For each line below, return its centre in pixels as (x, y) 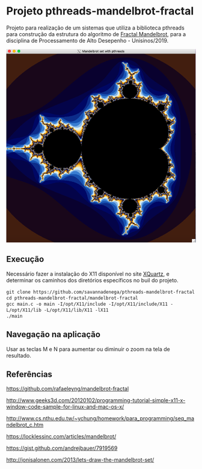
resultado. (19, 355)
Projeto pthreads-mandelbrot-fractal (100, 11)
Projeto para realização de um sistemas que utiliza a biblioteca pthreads (95, 28)
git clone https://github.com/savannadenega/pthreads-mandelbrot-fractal (101, 292)
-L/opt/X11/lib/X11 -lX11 (77, 310)
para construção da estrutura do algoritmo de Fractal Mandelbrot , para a (96, 34)
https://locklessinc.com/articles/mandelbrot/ (61, 436)
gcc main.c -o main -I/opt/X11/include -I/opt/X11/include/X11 (87, 304)
